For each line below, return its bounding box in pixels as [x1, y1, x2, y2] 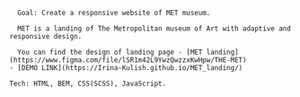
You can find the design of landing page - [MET [17, 48, 203, 57]
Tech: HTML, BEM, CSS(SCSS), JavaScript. [9, 79, 167, 88]
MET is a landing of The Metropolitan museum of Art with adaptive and [17, 24, 292, 33]
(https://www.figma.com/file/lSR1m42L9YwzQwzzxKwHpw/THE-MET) [9, 56, 247, 65]
